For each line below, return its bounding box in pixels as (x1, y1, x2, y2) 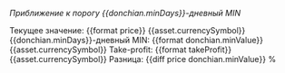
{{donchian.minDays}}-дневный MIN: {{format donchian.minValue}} (9, 35, 263, 45)
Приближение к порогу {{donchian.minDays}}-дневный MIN (9, 8, 241, 18)
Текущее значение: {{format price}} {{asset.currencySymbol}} (9, 25, 246, 35)
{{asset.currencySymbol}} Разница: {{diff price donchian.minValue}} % (9, 54, 277, 64)
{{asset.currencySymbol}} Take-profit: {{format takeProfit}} (9, 44, 232, 55)
